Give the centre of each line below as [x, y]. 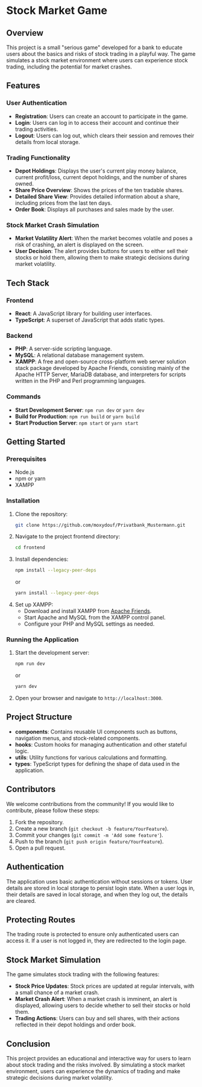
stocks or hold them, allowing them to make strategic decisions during [102, 257]
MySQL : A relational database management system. [80, 355]
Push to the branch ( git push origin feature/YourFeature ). [89, 841]
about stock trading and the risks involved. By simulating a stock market [96, 1065]
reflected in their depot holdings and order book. [75, 1025]
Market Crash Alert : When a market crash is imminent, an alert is [96, 999]
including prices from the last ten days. [64, 203]
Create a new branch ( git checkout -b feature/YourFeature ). [92, 828]
